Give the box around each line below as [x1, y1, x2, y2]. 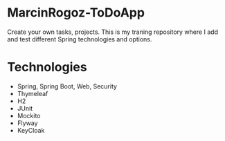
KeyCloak [17, 126, 45, 134]
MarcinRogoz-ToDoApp [7, 5, 145, 21]
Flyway [17, 119, 38, 127]
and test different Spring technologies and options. [7, 35, 152, 43]
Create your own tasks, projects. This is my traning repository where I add [7, 28, 219, 36]
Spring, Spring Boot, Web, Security [17, 82, 118, 91]
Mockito [17, 111, 41, 120]
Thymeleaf [17, 89, 48, 97]
